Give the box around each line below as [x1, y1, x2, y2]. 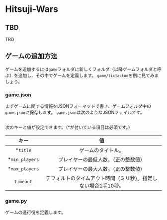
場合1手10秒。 [89, 182, 124, 189]
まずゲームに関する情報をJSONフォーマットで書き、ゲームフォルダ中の [5, 103, 152, 109]
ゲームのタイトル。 [79, 147, 124, 154]
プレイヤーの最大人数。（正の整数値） [58, 165, 145, 172]
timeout [14, 179, 32, 185]
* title [15, 147, 31, 153]
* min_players [7, 156, 39, 163]
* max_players [7, 165, 39, 172]
